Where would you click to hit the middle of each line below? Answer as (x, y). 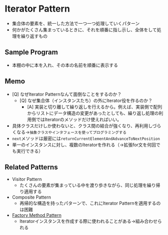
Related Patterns (31, 167)
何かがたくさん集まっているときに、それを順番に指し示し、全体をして (84, 30)
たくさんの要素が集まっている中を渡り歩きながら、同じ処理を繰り (88, 185)
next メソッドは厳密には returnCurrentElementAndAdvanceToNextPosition (86, 138)
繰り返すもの (34, 36)
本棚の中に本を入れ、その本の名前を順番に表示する (65, 65)
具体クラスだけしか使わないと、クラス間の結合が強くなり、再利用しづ (84, 126)
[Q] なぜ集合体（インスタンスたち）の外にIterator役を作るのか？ (86, 100)
